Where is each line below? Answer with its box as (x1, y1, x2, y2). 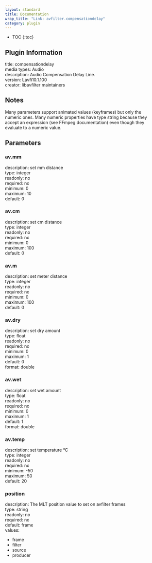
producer (12, 552, 31, 558)
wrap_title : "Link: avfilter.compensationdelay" (5, 16, 105, 21)
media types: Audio (5, 66, 44, 72)
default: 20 (5, 478, 27, 484)
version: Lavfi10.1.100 (5, 77, 47, 83)
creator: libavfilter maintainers (5, 82, 66, 88)
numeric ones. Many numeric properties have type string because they (5, 114, 147, 120)
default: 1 (5, 418, 23, 424)
